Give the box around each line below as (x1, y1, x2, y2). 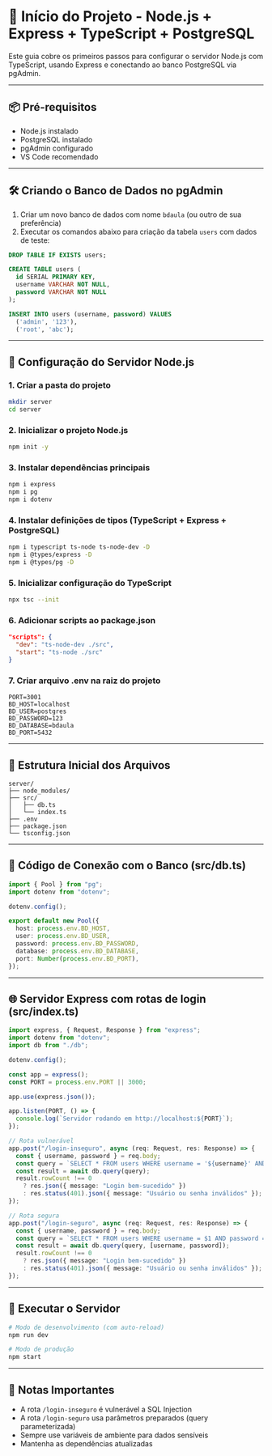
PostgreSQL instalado (19, 134, 93, 144)
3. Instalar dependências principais (8, 461, 151, 473)
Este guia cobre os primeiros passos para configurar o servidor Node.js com (8, 51, 264, 61)
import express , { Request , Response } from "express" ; (8, 1026, 201, 1034)
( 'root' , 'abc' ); (15, 325, 74, 333)
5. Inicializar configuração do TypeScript (8, 577, 172, 588)
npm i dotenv (8, 495, 53, 504)
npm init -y (8, 443, 49, 452)
